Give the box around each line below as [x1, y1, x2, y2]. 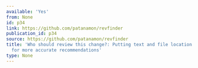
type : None [6, 53, 33, 59]
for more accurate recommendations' [11, 47, 102, 53]
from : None [6, 14, 33, 20]
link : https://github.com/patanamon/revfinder [6, 25, 123, 31]
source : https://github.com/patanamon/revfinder [6, 36, 129, 42]
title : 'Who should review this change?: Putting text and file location [6, 42, 193, 48]
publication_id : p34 [6, 31, 58, 37]
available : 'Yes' [6, 8, 49, 15]
